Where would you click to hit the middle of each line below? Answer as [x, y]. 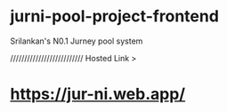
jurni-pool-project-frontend [114, 16]
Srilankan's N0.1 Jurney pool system [77, 41]
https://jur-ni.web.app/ [98, 94]
